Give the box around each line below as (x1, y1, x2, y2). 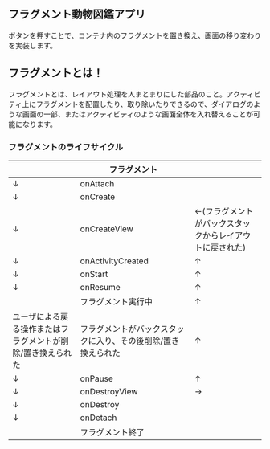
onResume (80, 281, 121, 292)
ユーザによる (12, 311, 61, 322)
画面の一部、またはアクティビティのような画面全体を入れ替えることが (22, 109, 254, 119)
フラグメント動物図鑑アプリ (8, 7, 146, 22)
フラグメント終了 (80, 427, 145, 438)
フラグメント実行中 (80, 296, 153, 307)
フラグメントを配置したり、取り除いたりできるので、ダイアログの (35, 99, 254, 108)
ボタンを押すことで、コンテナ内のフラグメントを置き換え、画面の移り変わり (8, 31, 262, 40)
